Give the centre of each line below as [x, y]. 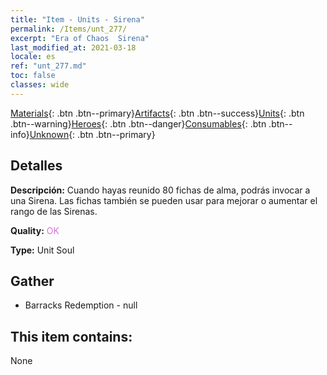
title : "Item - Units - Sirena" [77, 19]
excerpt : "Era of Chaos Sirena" [80, 38]
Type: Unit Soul [42, 250]
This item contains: [71, 336]
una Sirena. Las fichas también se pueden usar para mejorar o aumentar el [164, 200]
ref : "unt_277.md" [48, 66]
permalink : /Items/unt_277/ [69, 29]
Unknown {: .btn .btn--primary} [92, 134]
